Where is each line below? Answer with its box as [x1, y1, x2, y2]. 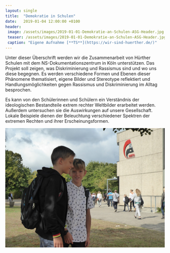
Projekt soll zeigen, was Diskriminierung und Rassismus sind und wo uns [5, 65, 157, 71]
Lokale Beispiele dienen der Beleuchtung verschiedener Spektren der [5, 113, 150, 119]
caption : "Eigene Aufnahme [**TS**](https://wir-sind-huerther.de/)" [7, 40, 157, 45]
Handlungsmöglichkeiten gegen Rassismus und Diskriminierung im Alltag [5, 81, 158, 87]
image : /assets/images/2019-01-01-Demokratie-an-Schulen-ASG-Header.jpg [7, 29, 164, 35]
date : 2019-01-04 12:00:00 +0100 [5, 19, 80, 24]
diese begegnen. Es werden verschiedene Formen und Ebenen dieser [5, 71, 151, 77]
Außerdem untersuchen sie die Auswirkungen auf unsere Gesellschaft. [5, 107, 153, 113]
